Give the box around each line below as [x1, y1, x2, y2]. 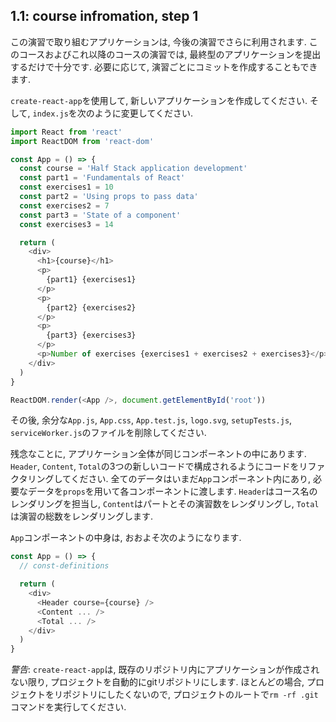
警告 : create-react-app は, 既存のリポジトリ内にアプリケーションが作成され [10, 664, 320, 676]
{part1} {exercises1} [46, 275, 137, 285]
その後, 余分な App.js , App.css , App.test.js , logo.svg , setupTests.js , [10, 414, 293, 426]
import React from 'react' [10, 127, 123, 137]
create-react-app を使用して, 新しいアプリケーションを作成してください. [10, 94, 308, 106]
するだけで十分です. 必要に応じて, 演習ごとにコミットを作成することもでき [10, 60, 318, 73]
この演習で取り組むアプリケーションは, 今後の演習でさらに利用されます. [10, 35, 307, 48]
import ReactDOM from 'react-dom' [10, 136, 155, 146]
